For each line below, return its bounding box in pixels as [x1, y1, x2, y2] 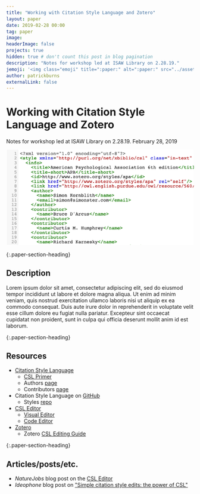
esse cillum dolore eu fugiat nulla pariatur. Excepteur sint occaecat [6, 309, 170, 317]
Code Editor [23, 418, 54, 425]
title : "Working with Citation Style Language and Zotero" [6, 10, 156, 16]
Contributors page [23, 386, 69, 393]
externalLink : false [6, 79, 58, 85]
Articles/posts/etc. [6, 459, 79, 469]
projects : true [6, 48, 44, 54]
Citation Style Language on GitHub [14, 392, 100, 400]
